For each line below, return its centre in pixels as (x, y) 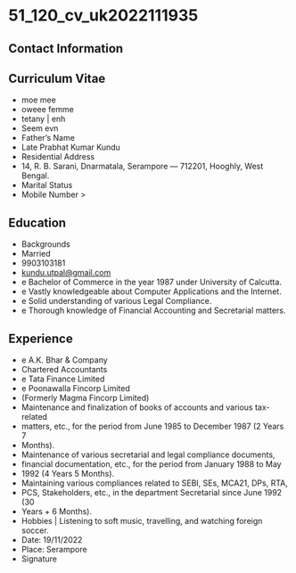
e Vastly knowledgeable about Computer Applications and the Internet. (151, 291)
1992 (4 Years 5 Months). (68, 474)
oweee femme (48, 110)
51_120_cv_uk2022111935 (103, 16)
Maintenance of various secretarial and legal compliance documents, (148, 454)
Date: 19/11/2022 (52, 540)
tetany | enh (43, 119)
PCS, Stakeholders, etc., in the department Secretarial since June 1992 (152, 493)
